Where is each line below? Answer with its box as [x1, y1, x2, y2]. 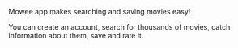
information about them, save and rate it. [8, 31, 144, 40]
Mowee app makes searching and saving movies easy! [8, 7, 191, 16]
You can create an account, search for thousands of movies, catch [8, 22, 231, 31]
